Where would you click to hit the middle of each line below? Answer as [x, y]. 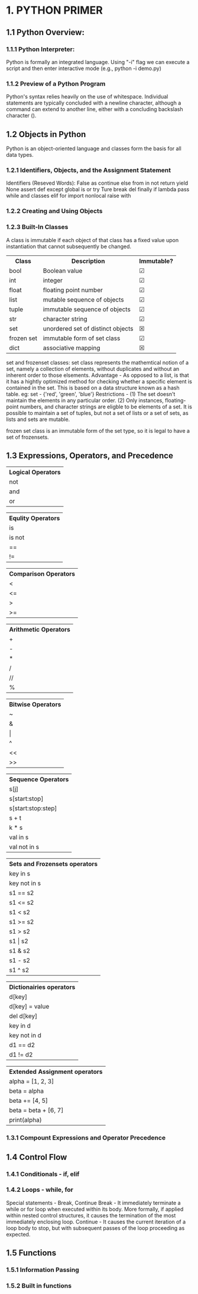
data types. [20, 154]
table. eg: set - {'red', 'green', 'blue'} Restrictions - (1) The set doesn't [91, 394]
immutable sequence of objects [87, 309]
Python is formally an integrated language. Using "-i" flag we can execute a [98, 62]
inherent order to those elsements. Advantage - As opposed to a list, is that [98, 375]
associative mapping [72, 348]
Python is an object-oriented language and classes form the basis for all [94, 148]
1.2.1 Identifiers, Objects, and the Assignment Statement [89, 170]
